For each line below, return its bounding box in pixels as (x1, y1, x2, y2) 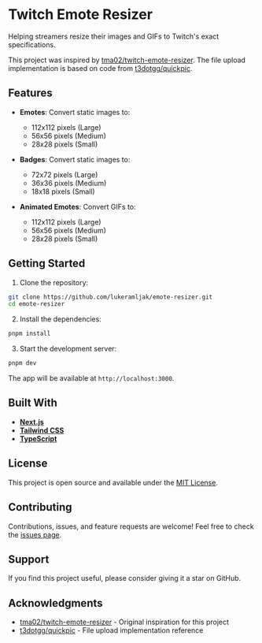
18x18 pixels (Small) (31, 187, 96, 196)
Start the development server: (19, 344, 117, 354)
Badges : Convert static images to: (19, 154, 131, 164)
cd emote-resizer (8, 300, 65, 308)
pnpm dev (8, 359, 37, 367)
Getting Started (8, 257, 86, 270)
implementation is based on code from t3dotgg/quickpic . (8, 63, 193, 72)
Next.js (19, 417, 45, 426)
